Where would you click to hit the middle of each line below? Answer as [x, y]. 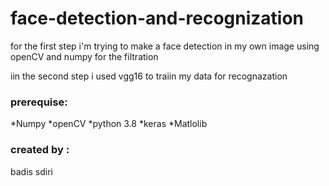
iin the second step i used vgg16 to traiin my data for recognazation [149, 76]
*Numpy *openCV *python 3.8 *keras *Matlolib [109, 124]
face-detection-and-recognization [157, 18]
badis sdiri [32, 171]
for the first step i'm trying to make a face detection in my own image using [165, 46]
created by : [40, 150]
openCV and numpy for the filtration [84, 56]
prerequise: [39, 102]
